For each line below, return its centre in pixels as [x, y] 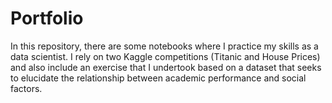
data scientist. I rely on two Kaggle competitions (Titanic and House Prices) [165, 56]
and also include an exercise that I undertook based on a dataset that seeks [166, 67]
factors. [26, 88]
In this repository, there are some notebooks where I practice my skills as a [164, 46]
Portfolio [47, 18]
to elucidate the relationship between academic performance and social [158, 78]
